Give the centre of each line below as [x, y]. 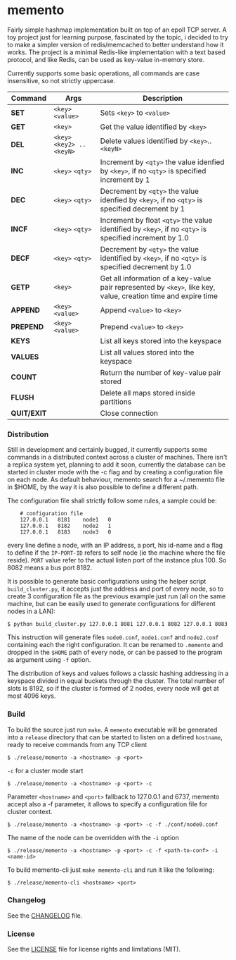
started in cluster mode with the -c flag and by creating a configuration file [115, 472]
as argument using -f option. [49, 660]
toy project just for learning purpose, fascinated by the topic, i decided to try [118, 37]
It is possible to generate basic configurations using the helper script [107, 581]
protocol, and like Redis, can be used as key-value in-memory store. [106, 59]
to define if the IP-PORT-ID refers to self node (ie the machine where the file [117, 553]
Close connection [129, 413]
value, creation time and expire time [159, 296]
